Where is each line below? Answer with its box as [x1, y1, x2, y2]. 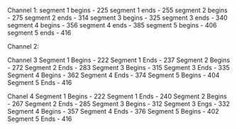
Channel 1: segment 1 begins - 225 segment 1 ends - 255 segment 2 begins [7, 6, 228, 14]
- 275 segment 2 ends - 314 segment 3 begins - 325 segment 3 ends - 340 [7, 13, 228, 22]
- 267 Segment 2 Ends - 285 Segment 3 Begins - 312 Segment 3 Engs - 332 [7, 100, 231, 108]
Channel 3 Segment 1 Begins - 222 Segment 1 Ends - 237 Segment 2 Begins [7, 56, 231, 64]
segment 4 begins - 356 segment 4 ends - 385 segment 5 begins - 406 [7, 21, 218, 29]
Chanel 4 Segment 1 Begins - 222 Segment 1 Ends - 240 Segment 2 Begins [7, 92, 227, 100]
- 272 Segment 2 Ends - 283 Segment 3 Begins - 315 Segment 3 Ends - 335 [7, 64, 230, 71]
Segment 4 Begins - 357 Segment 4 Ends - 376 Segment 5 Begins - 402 [7, 107, 219, 115]
